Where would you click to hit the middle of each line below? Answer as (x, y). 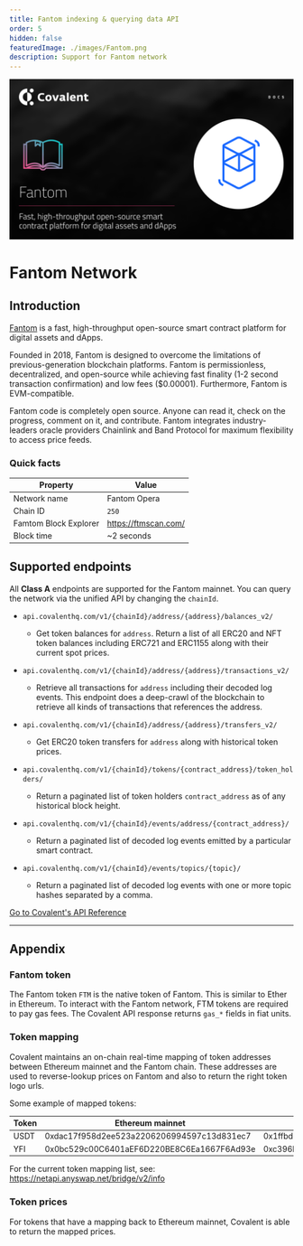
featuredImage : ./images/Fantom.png (78, 48)
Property (56, 485)
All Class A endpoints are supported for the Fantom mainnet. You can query (150, 588)
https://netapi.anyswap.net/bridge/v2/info (87, 1178)
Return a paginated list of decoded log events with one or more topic (163, 885)
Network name (41, 498)
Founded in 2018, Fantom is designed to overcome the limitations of (135, 355)
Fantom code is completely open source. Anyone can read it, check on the (147, 410)
